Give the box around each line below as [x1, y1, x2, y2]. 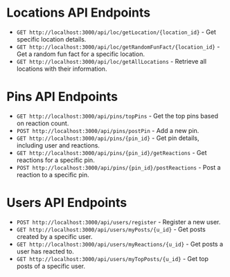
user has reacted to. [16, 247, 74, 256]
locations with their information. [16, 64, 107, 73]
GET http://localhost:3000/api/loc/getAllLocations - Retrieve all [16, 57, 207, 65]
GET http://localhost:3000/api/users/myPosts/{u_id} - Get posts [16, 225, 206, 233]
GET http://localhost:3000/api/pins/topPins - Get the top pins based [16, 111, 219, 120]
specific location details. [16, 35, 87, 43]
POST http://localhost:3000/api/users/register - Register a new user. [16, 217, 221, 226]
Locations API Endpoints [6, 5, 150, 21]
